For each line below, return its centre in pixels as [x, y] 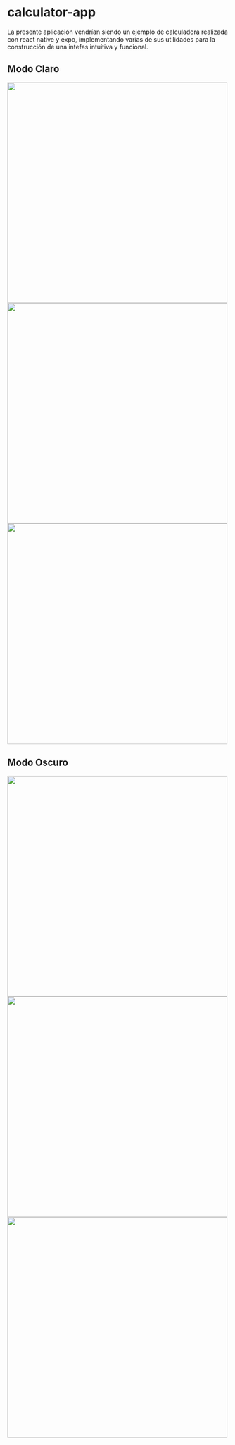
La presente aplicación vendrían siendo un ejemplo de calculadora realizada [118, 32]
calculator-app [52, 12]
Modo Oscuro [38, 763]
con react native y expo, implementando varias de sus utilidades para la [112, 39]
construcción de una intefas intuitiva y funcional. [78, 47]
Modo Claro [33, 69]
